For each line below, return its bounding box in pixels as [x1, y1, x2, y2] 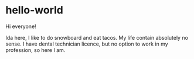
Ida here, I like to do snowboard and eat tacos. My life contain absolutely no [5, 34, 189, 41]
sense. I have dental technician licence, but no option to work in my [5, 40, 168, 47]
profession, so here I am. [5, 46, 66, 53]
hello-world [5, 4, 64, 17]
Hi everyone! [5, 23, 36, 30]
